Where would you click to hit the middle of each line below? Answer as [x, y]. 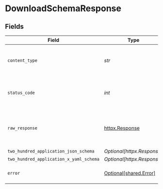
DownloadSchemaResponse [63, 9]
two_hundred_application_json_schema [51, 151]
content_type [23, 61]
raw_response [23, 128]
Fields [15, 27]
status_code [21, 93]
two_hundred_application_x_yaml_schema [53, 159]
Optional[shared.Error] [130, 173]
